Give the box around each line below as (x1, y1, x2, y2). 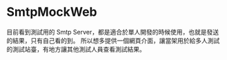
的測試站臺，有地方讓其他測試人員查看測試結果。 (6, 45, 146, 53)
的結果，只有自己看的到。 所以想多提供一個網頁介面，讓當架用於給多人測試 (6, 36, 220, 45)
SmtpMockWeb (6, 4, 97, 20)
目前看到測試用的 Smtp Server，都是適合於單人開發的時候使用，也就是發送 (6, 28, 219, 36)
